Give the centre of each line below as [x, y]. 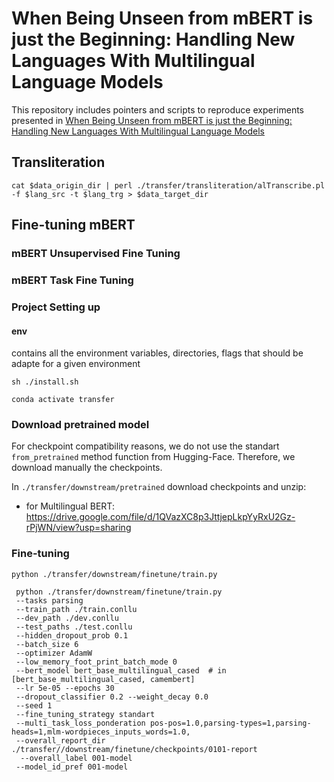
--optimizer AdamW [54, 653]
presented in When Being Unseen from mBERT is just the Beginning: [152, 120]
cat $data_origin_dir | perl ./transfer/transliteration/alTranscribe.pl [168, 185]
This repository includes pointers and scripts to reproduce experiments [157, 109]
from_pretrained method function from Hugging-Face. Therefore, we [153, 457]
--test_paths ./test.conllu [74, 627]
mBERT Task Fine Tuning [72, 280]
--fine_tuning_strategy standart [85, 714]
